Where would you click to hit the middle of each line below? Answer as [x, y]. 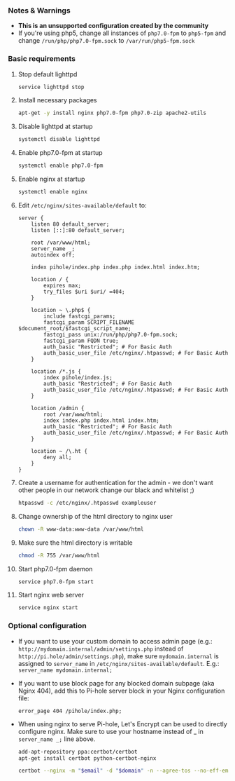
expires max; [62, 285]
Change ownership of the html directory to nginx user [95, 516]
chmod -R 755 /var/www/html [59, 555]
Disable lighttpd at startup [55, 127]
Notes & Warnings [39, 11]
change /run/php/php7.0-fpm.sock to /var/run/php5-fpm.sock [106, 41]
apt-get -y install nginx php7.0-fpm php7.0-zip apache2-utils [112, 113]
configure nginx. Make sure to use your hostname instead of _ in [111, 731]
